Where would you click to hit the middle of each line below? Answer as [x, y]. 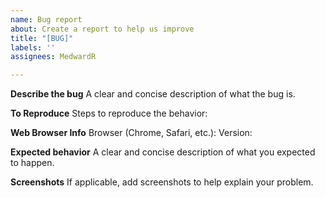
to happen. [32, 163]
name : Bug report [46, 19]
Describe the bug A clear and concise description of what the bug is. [153, 94]
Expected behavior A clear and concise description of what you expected [163, 152]
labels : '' [33, 47]
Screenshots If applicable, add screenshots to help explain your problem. [162, 182]
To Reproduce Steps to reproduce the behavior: [109, 113]
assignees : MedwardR [53, 57]
